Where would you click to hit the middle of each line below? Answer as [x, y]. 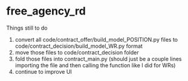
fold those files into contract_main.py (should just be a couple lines [98, 59]
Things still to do [27, 28]
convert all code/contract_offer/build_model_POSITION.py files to [96, 39]
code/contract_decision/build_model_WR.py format [79, 46]
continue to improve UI [44, 71]
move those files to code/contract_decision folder [77, 52]
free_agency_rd [46, 11]
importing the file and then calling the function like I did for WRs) [95, 65]
